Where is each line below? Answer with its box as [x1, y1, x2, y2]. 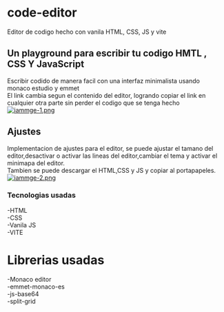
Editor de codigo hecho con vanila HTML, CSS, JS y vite [7, 28, 167, 36]
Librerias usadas [7, 253, 105, 268]
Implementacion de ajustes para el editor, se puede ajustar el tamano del [7, 144, 214, 152]
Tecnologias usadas [7, 191, 76, 200]
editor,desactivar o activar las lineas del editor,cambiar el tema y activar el [7, 152, 218, 160]
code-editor [7, 5, 77, 21]
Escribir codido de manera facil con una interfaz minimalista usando [7, 76, 200, 85]
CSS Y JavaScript [7, 59, 85, 70]
